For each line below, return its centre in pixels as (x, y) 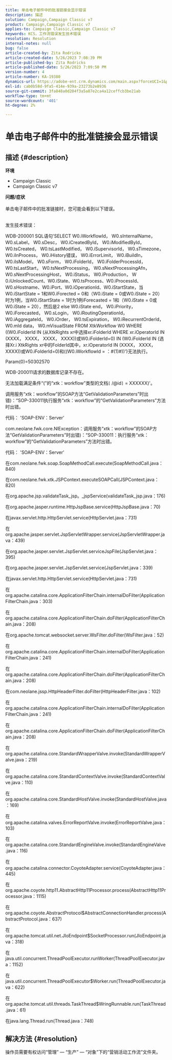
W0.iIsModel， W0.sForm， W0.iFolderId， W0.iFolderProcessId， (76, 262)
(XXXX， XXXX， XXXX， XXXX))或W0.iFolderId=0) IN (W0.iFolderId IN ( (82, 338)
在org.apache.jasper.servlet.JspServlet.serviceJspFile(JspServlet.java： (82, 551)
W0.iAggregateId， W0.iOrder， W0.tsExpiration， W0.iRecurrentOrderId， (85, 319)
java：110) (22, 783)
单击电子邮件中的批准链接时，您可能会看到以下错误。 (61, 209)
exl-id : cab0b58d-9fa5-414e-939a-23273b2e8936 (56, 86)
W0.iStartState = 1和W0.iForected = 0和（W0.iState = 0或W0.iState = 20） (84, 294)
